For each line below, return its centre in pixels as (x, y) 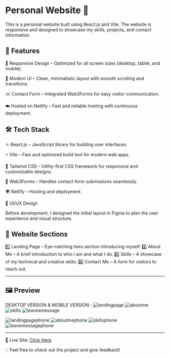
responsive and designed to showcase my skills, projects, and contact (78, 29)
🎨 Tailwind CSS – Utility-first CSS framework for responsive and (72, 166)
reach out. (16, 269)
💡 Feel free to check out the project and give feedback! (63, 350)
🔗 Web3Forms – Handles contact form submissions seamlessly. (71, 181)
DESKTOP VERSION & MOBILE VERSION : (49, 305)
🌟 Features (23, 51)
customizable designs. (29, 171)
